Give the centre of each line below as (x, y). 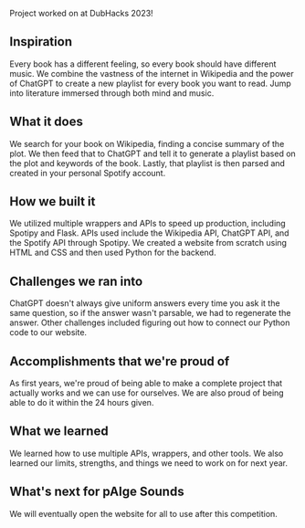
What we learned (59, 432)
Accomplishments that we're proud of (120, 361)
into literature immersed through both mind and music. (112, 93)
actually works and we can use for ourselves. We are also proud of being (147, 393)
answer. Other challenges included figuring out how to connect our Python (150, 322)
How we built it (53, 201)
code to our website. (48, 333)
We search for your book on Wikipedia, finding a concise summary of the (147, 143)
